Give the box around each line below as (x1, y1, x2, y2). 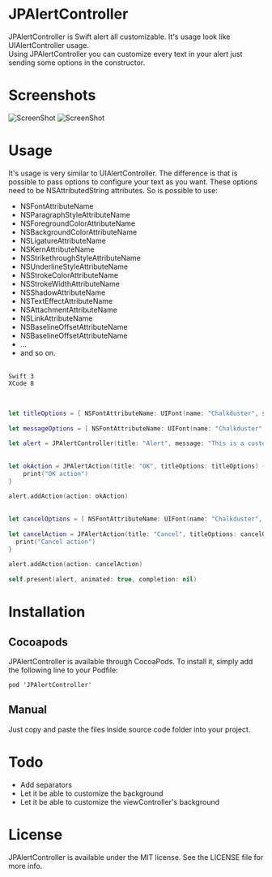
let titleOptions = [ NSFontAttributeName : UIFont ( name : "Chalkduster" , (8, 409, 259, 417)
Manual (8, 703, 47, 717)
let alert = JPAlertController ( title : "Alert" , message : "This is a (8, 439, 244, 447)
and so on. (19, 348, 56, 357)
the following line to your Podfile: (8, 665, 119, 675)
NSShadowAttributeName (19, 287, 106, 297)
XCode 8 (8, 379, 35, 387)
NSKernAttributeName (19, 244, 95, 254)
